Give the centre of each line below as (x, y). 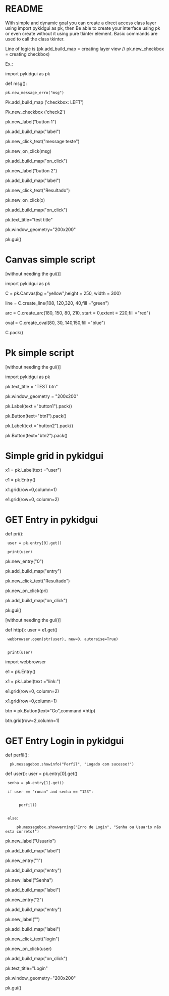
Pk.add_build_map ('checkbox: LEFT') (45, 102)
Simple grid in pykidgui (54, 456)
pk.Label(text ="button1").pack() (39, 406)
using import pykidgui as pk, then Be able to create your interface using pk (83, 28)
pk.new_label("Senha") (29, 880)
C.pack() (14, 332)
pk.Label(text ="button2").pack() (39, 426)
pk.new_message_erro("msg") (35, 93)
